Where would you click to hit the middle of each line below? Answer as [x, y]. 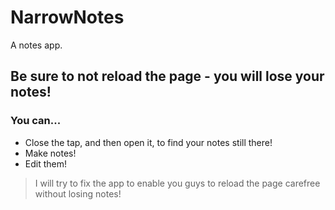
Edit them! [46, 163]
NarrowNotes [67, 17]
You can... [36, 121]
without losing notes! [78, 193]
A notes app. [36, 45]
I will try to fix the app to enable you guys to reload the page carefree [177, 183]
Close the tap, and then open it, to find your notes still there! [148, 142]
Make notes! [50, 153]
